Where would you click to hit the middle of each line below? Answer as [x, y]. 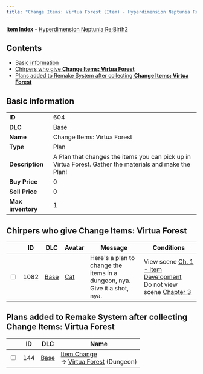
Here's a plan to [113, 258]
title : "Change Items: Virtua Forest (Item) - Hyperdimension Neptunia [98, 12]
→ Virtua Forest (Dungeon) [99, 361]
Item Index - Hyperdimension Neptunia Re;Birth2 [67, 29]
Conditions [169, 248]
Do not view [161, 284]
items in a [104, 273]
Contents [24, 48]
